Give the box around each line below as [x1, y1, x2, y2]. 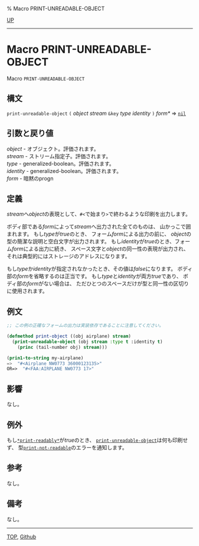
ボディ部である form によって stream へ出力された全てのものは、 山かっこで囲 [6, 223, 191, 230]
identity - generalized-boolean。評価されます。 [6, 167, 122, 174]
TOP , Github [6, 533, 37, 540]
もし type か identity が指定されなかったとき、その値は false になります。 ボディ [6, 265, 193, 272]
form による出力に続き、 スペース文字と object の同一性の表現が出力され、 [12, 245, 190, 252]
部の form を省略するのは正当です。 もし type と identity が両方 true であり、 [6, 272, 182, 280]
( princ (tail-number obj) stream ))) [17, 344, 108, 350]
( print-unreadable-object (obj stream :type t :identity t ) [12, 339, 163, 345]
